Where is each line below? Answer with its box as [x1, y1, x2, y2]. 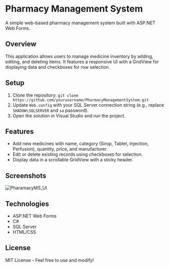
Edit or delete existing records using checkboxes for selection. [12, 151, 143, 157]
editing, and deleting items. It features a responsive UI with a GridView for [5, 59, 159, 65]
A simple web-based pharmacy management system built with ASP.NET [5, 20, 156, 26]
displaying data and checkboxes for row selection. [5, 64, 110, 70]
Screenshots [5, 171, 47, 180]
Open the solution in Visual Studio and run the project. [12, 112, 125, 119]
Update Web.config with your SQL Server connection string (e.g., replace [12, 102, 164, 108]
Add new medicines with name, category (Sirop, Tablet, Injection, [12, 141, 149, 147]
